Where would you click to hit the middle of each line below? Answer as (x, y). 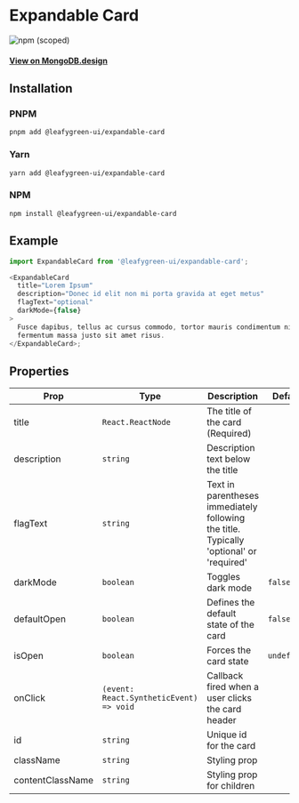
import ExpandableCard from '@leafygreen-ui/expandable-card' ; (129, 261)
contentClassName (54, 781)
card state (227, 662)
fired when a (233, 687)
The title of (229, 412)
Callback (225, 676)
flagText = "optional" (55, 302)
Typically (225, 541)
